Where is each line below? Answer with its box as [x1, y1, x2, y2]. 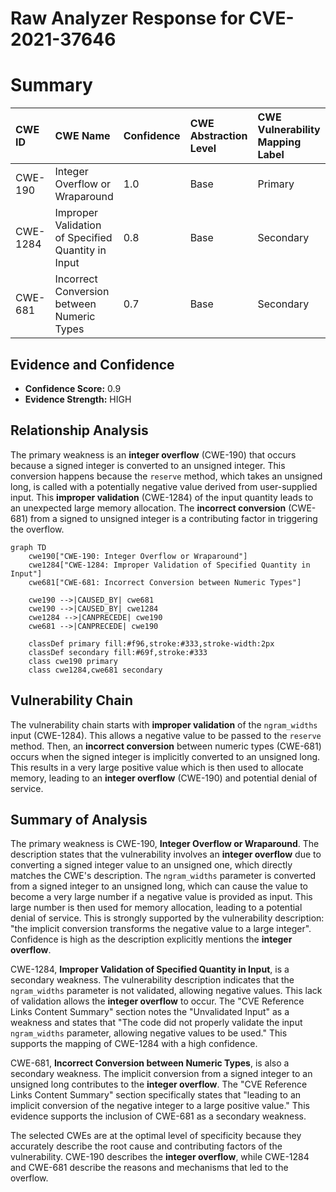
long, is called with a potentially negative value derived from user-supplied [10, 480, 318, 492]
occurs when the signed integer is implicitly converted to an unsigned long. [10, 750, 321, 762]
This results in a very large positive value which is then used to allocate [10, 761, 304, 773]
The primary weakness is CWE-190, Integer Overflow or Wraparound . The [10, 838, 320, 850]
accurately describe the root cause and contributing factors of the [10, 1140, 283, 1152]
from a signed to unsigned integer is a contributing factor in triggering [30, 512, 318, 524]
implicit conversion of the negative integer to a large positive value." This [10, 1100, 310, 1112]
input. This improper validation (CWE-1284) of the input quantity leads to [10, 491, 314, 503]
